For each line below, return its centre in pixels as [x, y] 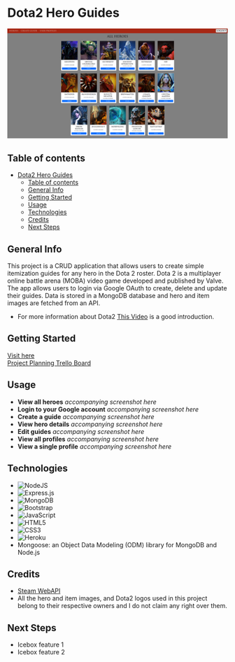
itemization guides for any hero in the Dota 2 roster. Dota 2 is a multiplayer [114, 274]
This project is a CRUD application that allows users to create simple [106, 266]
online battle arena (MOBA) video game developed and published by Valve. [115, 281]
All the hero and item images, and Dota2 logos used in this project [112, 598]
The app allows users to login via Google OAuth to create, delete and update [117, 288]
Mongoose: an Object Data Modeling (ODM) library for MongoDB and [117, 544]
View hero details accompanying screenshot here [90, 424]
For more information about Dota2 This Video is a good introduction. [116, 317]
